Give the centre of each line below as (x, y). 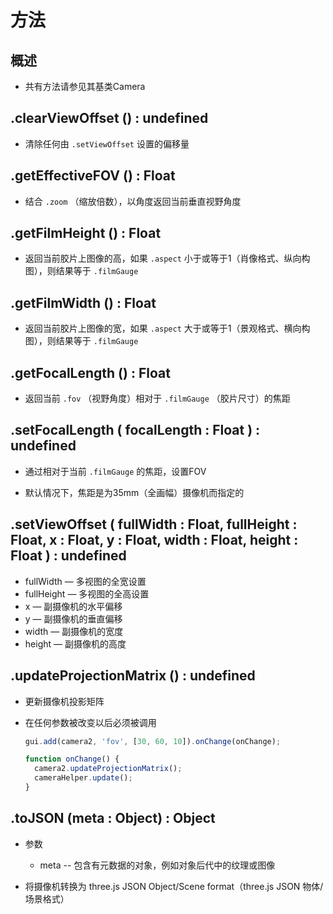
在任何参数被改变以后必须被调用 (90, 722)
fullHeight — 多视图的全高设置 (87, 593)
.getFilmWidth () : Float (83, 302)
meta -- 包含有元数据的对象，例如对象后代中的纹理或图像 (157, 865)
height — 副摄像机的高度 (75, 643)
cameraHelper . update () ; (83, 778)
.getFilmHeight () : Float (86, 233)
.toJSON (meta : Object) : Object (113, 818)
